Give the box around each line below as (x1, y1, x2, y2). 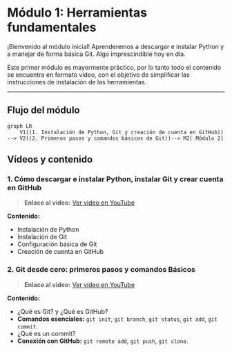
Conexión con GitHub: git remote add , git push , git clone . (17, 337, 188, 345)
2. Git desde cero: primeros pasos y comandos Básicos (7, 265, 195, 275)
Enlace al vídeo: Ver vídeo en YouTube (23, 280, 135, 288)
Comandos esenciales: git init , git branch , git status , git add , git (17, 315, 217, 323)
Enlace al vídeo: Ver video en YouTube (23, 198, 135, 207)
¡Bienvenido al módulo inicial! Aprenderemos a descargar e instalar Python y (7, 42, 224, 50)
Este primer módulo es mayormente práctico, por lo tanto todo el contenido (7, 63, 222, 71)
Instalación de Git (17, 233, 68, 241)
